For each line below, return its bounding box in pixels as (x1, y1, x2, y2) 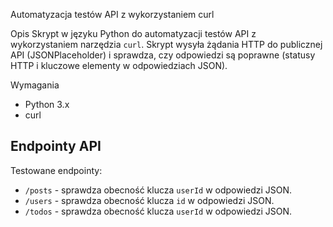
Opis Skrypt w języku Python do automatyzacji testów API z (10, 28, 257, 39)
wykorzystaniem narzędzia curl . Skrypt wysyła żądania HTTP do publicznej (10, 39, 323, 50)
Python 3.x (24, 99, 70, 110)
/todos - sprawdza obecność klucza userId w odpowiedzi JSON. (24, 205, 293, 217)
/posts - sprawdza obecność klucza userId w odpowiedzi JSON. (24, 184, 293, 196)
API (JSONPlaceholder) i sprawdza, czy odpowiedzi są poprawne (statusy (10, 49, 316, 61)
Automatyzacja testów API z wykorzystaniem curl (10, 9, 215, 20)
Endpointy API (10, 138, 102, 155)
